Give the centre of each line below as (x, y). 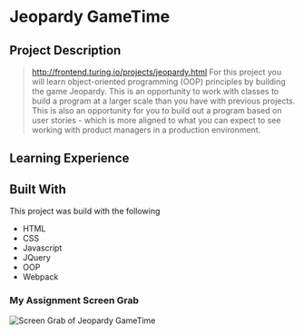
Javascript (42, 248)
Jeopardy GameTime (90, 17)
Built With (38, 189)
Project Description (65, 50)
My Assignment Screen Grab (74, 301)
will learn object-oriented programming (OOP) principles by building (158, 82)
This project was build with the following (85, 212)
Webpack (40, 277)
